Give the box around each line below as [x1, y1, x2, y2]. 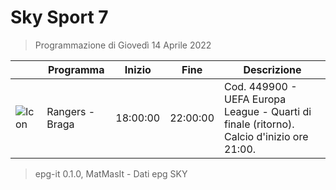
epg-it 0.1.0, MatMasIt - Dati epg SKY [34, 167, 188, 180]
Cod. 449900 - [224, 79, 298, 93]
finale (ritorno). [224, 117, 295, 131]
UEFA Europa [224, 92, 287, 106]
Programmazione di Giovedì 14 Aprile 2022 [34, 39, 212, 51]
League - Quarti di [224, 104, 312, 118]
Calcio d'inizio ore [224, 129, 309, 143]
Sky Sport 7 [10, 6, 109, 29]
